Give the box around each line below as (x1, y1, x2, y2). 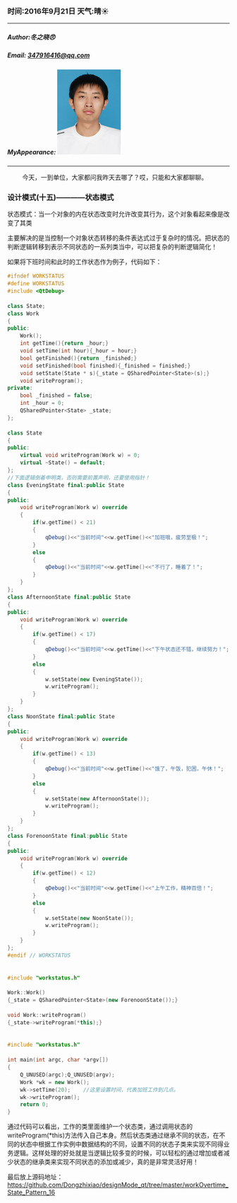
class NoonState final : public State (7, 713, 115, 720)
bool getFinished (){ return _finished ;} (20, 355, 138, 362)
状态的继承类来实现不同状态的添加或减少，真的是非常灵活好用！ (13, 1158, 199, 1166)
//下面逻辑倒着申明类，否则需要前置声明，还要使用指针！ (7, 474, 150, 481)
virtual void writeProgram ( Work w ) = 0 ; (20, 451, 140, 459)
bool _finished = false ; (20, 392, 93, 399)
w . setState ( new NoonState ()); (44, 914, 134, 921)
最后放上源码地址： (7, 1173, 63, 1181)
